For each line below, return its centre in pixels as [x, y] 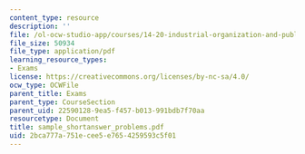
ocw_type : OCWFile [44, 85]
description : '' [40, 26]
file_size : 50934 [42, 43]
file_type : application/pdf [63, 52]
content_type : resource [54, 18]
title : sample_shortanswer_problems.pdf [87, 128]
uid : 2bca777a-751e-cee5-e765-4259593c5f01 [93, 136]
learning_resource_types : [58, 60]
